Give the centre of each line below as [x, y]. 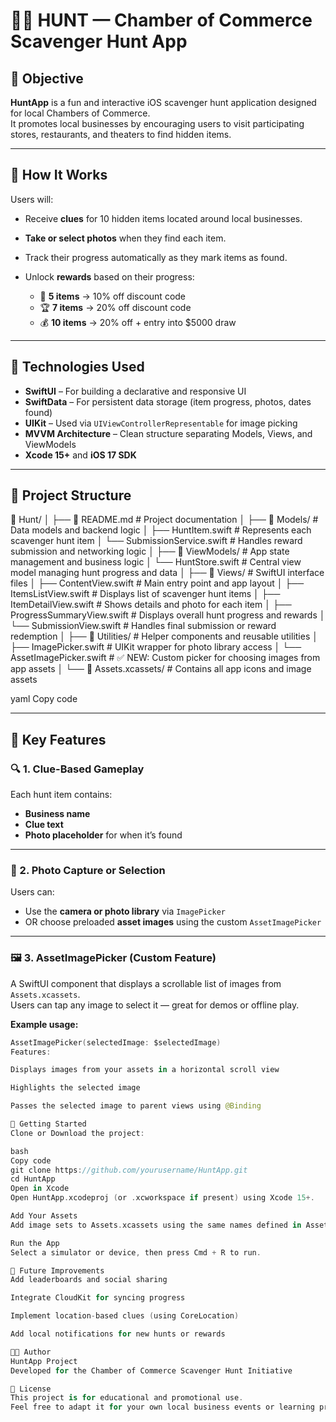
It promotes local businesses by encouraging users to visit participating [157, 123]
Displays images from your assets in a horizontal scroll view [145, 1070]
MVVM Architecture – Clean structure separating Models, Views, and [168, 433]
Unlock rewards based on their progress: [109, 276]
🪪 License [31, 1389]
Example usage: [44, 1024]
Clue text [44, 825]
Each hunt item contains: [61, 795]
